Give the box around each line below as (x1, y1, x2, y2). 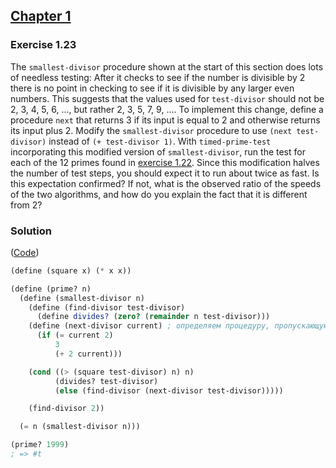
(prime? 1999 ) (10, 440, 70, 450)
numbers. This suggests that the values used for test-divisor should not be (10, 92, 325, 104)
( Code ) (10, 246, 40, 258)
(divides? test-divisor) (54, 376, 159, 386)
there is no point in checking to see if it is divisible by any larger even (10, 82, 295, 94)
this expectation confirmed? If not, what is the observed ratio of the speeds (10, 177, 322, 189)
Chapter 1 (10, 8, 72, 25)
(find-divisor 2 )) (28, 404, 105, 414)
